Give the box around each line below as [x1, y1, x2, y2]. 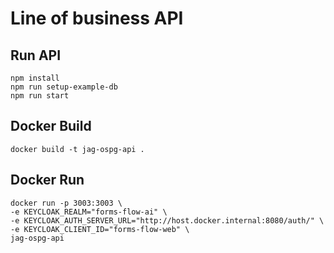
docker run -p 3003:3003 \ [10, 198, 123, 208]
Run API [10, 47, 62, 64]
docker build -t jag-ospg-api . [10, 144, 145, 154]
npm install [10, 73, 60, 83]
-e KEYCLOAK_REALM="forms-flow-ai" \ [10, 207, 168, 217]
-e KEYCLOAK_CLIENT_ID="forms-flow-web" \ [10, 224, 190, 234]
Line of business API [10, 7, 184, 30]
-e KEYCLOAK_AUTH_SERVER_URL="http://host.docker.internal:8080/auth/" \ [10, 215, 325, 226]
